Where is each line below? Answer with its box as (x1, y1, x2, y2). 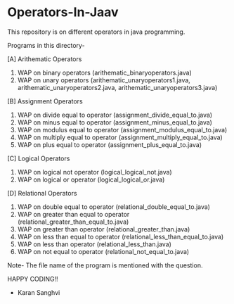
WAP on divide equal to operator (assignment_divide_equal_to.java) (17, 110, 213, 119)
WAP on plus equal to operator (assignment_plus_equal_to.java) (17, 140, 202, 148)
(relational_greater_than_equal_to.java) (17, 217, 129, 226)
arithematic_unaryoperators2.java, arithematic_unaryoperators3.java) (17, 83, 218, 91)
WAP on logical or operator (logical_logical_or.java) (17, 175, 165, 184)
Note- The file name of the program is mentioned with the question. (7, 261, 203, 270)
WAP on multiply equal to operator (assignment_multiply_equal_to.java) (17, 133, 223, 141)
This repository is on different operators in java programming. (7, 27, 186, 36)
